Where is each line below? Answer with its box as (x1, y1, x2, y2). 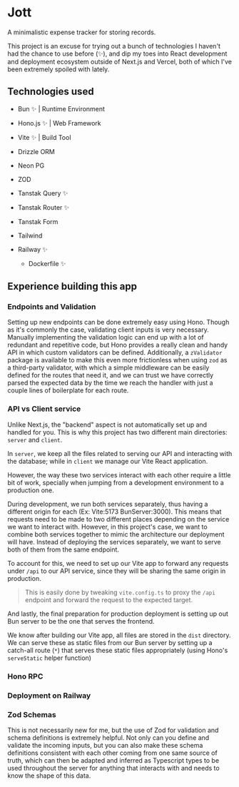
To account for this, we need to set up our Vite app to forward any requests (7, 559, 229, 567)
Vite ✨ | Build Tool (17, 133, 71, 141)
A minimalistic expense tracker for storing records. (7, 28, 156, 36)
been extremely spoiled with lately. (7, 65, 110, 73)
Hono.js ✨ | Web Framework (17, 118, 101, 127)
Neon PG (17, 161, 45, 170)
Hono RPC (7, 671, 44, 681)
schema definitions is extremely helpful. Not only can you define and (7, 733, 210, 742)
